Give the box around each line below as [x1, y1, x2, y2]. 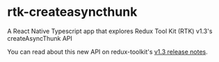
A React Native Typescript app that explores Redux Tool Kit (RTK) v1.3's [7, 27, 213, 35]
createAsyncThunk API [7, 34, 73, 42]
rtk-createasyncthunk [7, 4, 138, 20]
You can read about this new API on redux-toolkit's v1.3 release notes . [7, 48, 209, 56]
